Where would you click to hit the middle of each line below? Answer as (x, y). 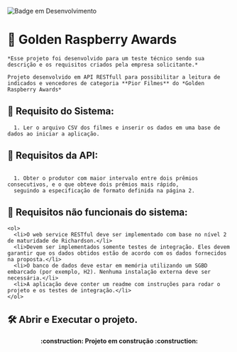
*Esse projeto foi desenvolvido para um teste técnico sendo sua (106, 58)
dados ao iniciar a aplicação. (54, 134)
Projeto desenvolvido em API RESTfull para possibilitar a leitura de (114, 77)
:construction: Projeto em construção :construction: (119, 341)
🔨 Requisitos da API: (53, 156)
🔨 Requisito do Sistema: (61, 111)
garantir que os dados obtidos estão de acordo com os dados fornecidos (117, 253)
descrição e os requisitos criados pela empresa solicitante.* (103, 65)
